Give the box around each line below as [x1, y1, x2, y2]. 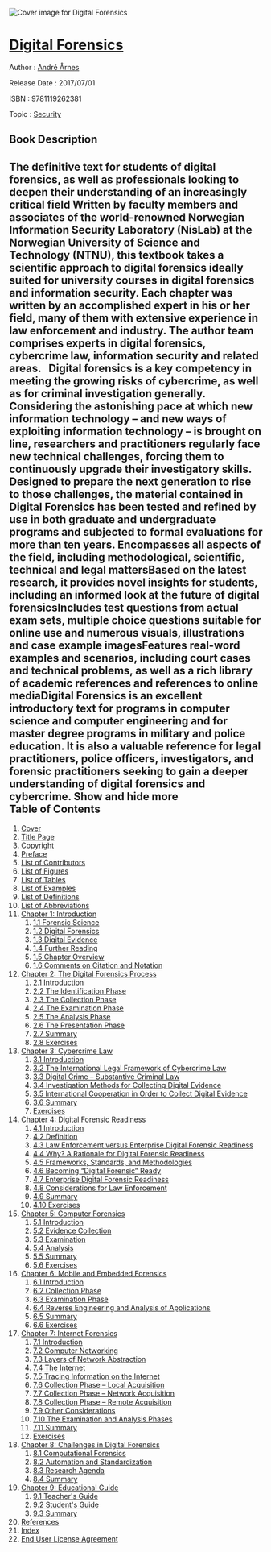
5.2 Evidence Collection [32, 1226, 112, 1236]
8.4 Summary [32, 1475, 78, 1484]
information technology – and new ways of [9, 412, 228, 425]
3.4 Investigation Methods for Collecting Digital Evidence [32, 1081, 222, 1090]
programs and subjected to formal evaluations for [9, 525, 264, 539]
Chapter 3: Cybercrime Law [20, 1046, 113, 1056]
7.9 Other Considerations [32, 1406, 116, 1416]
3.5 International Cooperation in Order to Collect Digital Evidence [32, 1089, 248, 1099]
